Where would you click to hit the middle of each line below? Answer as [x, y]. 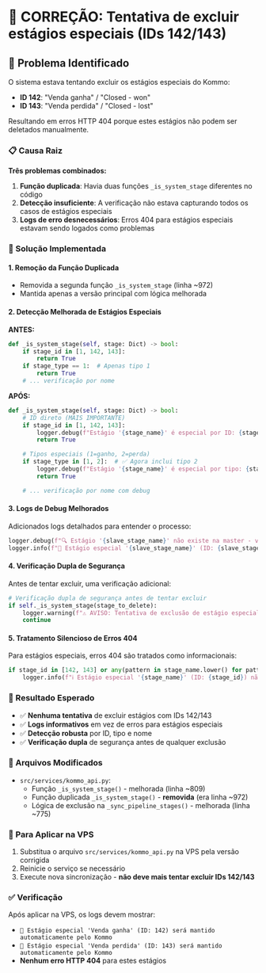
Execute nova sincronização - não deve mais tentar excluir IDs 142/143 [137, 877]
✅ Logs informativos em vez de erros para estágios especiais [121, 724]
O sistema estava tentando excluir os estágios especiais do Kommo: [119, 82]
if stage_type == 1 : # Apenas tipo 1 [86, 366]
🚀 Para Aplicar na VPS [51, 834]
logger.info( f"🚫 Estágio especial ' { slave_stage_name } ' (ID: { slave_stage [134, 548]
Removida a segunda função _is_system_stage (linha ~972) [116, 285]
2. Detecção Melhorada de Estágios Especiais [85, 312]
